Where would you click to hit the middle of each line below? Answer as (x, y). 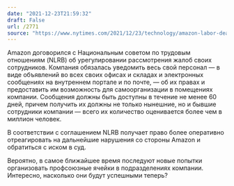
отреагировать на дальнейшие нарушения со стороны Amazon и (104, 140)
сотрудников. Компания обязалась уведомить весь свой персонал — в (114, 67)
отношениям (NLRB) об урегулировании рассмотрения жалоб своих (110, 60)
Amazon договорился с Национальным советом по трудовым (99, 53)
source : (18, 33)
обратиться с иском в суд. (47, 147)
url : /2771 (23, 26)
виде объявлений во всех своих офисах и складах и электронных (106, 75)
